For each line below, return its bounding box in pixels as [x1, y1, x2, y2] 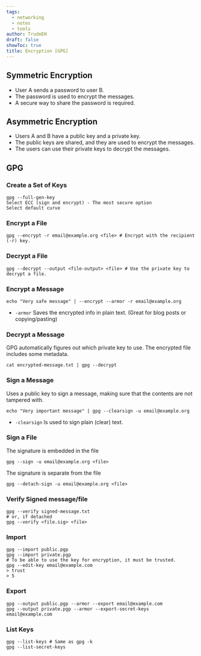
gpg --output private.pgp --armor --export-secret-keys [6, 606, 149, 612]
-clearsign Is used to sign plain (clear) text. [14, 418, 123, 425]
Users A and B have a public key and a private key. [14, 133, 141, 140]
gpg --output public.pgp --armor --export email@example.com [6, 601, 163, 607]
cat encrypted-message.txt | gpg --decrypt [6, 362, 117, 368]
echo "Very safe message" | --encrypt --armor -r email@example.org [6, 298, 182, 304]
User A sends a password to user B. [14, 86, 104, 93]
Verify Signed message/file [6, 495, 88, 503]
